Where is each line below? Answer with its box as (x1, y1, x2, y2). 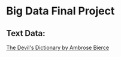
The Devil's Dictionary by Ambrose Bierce (6, 44, 110, 51)
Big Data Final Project (6, 4, 115, 18)
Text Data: (6, 28, 46, 38)
